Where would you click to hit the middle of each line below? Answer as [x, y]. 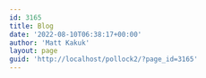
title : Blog [31, 26]
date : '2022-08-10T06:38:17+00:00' [76, 34]
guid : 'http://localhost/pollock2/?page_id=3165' [104, 59]
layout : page [34, 51]
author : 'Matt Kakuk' [50, 43]
